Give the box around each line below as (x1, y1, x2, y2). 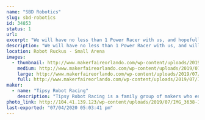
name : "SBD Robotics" (6, 8, 62, 15)
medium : (17, 65, 37, 72)
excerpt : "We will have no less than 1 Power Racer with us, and (6, 37, 176, 43)
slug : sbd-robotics (6, 15, 56, 21)
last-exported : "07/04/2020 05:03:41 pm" (6, 104, 113, 111)
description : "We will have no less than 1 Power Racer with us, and (6, 43, 187, 49)
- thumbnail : (12, 59, 45, 65)
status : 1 (6, 25, 32, 32)
